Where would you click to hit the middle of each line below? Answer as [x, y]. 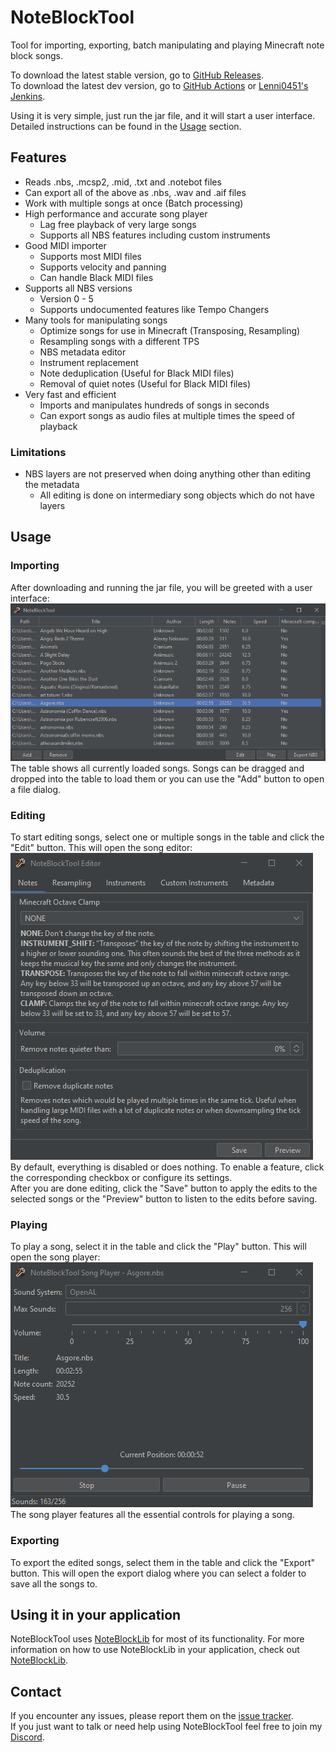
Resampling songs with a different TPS [119, 341]
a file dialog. [36, 789]
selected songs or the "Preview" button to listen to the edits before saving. [164, 1199]
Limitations [38, 452]
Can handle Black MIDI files [96, 277]
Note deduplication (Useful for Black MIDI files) [137, 373]
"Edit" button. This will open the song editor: [101, 848]
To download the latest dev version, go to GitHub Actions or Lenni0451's [159, 85]
